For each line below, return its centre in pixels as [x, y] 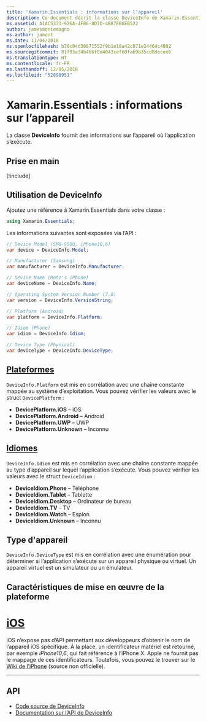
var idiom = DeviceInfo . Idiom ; [46, 334]
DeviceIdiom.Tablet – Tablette [54, 494]
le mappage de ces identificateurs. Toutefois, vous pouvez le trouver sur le [101, 659]
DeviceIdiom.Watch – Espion [52, 514]
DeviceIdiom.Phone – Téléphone [57, 488]
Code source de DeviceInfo [50, 706]
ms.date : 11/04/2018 [33, 41]
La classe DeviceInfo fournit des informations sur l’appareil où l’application [101, 135]
